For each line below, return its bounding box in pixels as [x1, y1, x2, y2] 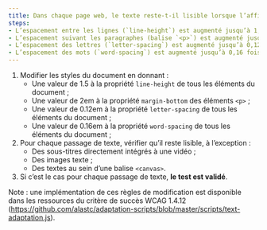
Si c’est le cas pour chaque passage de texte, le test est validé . [19, 172, 228, 181]
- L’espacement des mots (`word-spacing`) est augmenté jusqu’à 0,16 [8, 49, 244, 57]
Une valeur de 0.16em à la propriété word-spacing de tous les [31, 121, 230, 131]
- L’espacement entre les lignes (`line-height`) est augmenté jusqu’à [8, 26, 250, 34]
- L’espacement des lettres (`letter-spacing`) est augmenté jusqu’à [8, 41, 244, 49]
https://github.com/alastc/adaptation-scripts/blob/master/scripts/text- [10, 205, 241, 213]
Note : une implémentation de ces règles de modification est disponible [8, 188, 242, 197]
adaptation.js [8, 212, 51, 222]
